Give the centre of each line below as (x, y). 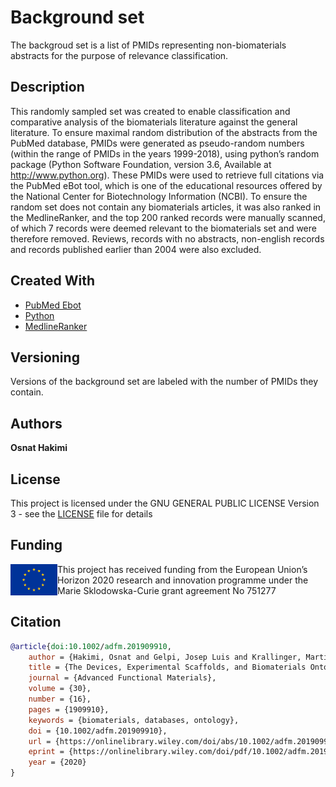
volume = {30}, (60, 689)
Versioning (45, 357)
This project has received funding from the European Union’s (182, 569)
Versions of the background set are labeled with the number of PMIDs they (164, 382)
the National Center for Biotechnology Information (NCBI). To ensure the (159, 196)
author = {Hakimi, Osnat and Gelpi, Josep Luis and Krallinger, (165, 657)
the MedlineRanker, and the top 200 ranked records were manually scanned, (168, 217)
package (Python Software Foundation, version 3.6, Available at (141, 164)
